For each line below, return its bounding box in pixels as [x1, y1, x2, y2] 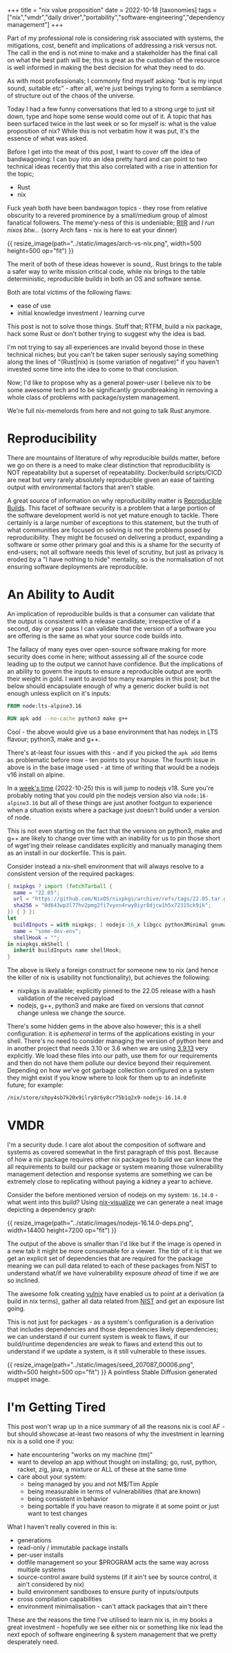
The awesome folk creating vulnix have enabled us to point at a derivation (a [7, 1289, 224, 1298]
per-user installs [17, 1551, 64, 1559]
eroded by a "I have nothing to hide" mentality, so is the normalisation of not [7, 555, 224, 563]
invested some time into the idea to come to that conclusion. [7, 365, 180, 373]
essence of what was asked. [7, 134, 88, 142]
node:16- [184, 792, 209, 800]
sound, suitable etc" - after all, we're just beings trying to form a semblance [7, 84, 222, 92]
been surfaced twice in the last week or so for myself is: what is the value [7, 120, 217, 127]
